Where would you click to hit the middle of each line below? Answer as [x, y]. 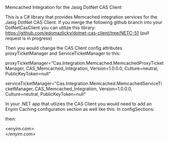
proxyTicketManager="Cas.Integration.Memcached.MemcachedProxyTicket [84, 63]
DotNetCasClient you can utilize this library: [50, 28]
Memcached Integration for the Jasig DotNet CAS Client [64, 7]
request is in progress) [29, 38]
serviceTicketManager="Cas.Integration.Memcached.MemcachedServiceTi [84, 83]
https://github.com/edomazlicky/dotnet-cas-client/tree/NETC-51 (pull [77, 33]
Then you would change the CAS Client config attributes [64, 48]
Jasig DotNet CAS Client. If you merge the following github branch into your [84, 22]
